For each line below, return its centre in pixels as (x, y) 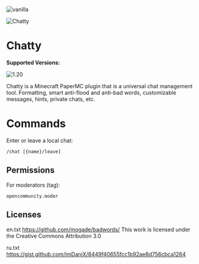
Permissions (30, 170)
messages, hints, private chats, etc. (51, 99)
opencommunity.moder (33, 196)
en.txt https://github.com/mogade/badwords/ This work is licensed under (98, 229)
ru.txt (13, 248)
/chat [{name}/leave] (34, 151)
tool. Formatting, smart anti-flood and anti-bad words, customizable (91, 92)
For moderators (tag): (33, 185)
